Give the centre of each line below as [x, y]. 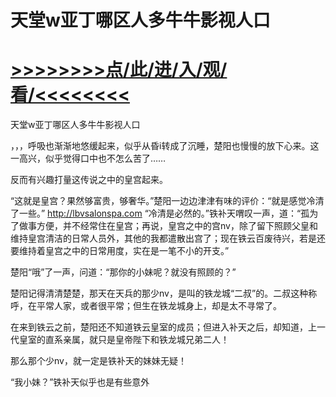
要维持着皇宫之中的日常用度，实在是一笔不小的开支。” [120, 251]
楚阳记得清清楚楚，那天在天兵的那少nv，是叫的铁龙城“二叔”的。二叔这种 [159, 293]
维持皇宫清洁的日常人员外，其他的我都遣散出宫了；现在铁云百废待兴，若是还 [168, 238]
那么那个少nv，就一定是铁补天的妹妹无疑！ [98, 361]
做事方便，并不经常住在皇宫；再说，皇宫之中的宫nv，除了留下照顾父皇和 [168, 226]
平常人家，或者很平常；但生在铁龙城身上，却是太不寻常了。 [159, 306]
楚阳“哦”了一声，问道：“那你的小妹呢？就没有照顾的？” [123, 272]
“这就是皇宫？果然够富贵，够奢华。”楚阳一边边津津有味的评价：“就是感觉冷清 [167, 201]
